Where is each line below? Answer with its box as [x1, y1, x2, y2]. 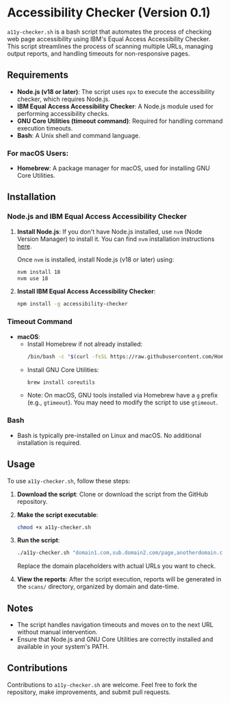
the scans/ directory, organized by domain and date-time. [16, 582, 179, 591]
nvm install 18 [16, 268, 61, 275]
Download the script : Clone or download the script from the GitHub [16, 489, 209, 498]
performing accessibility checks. [16, 109, 110, 117]
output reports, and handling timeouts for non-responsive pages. [7, 49, 190, 58]
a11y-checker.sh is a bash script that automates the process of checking [7, 27, 212, 36]
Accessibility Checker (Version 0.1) [7, 5, 211, 21]
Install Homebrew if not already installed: [27, 340, 143, 348]
